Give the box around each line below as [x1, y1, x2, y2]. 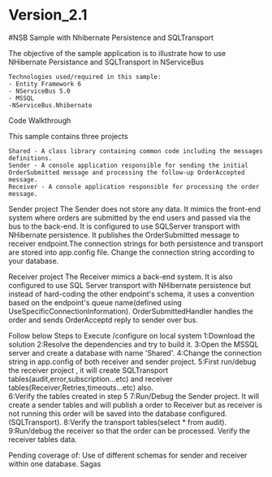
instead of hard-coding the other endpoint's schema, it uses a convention [8, 289, 255, 299]
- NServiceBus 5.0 [8, 87, 71, 95]
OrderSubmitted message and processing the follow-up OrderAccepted [8, 168, 245, 177]
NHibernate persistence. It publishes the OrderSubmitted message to [8, 230, 240, 239]
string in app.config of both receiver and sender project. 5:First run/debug [8, 357, 257, 366]
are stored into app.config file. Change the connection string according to [8, 247, 255, 257]
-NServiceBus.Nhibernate [8, 101, 93, 109]
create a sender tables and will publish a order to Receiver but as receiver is [8, 400, 262, 409]
